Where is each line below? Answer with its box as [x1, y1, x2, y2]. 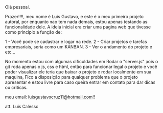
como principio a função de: [5, 29, 62, 35]
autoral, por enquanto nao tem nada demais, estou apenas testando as [5, 19, 148, 24]
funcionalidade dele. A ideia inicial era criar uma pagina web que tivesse [5, 24, 151, 30]
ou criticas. [5, 85, 28, 90]
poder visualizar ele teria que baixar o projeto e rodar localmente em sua [5, 69, 152, 75]
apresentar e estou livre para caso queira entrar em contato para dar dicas [5, 79, 156, 85]
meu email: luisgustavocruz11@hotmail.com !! [5, 94, 95, 100]
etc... [5, 49, 16, 55]
